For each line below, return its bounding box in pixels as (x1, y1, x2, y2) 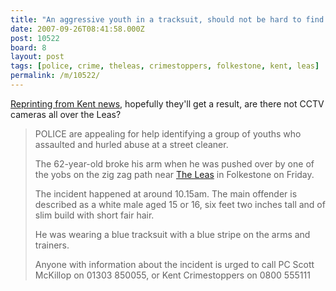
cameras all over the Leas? (10, 108, 122, 120)
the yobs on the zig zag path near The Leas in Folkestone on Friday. (34, 168, 315, 180)
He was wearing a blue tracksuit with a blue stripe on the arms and (34, 228, 311, 240)
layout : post (10, 52, 65, 62)
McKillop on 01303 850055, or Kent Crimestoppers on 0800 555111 (34, 269, 311, 281)
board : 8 (10, 42, 47, 53)
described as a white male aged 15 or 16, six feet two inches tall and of (34, 198, 326, 210)
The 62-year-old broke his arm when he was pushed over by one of (34, 157, 315, 170)
